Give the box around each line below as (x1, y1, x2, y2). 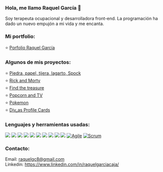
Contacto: (5, 145, 30, 152)
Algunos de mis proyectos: (5, 58, 71, 65)
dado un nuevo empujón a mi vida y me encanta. (5, 21, 104, 27)
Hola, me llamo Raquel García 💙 (5, 4, 81, 11)
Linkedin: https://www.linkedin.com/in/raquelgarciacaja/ (5, 162, 120, 168)
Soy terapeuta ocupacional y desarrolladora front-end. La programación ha (5, 16, 158, 22)
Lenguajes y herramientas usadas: (5, 121, 90, 128)
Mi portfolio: (5, 33, 36, 40)
